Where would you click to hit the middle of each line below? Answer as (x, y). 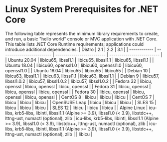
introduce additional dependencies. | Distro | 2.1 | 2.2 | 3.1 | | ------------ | (81, 49)
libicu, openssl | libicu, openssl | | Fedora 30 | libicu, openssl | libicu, (75, 92)
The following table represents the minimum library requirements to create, (82, 33)
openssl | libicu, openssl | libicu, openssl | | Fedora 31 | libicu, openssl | (78, 86)
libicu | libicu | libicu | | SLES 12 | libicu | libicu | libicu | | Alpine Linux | (77, 108)
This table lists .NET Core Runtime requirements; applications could (74, 44)
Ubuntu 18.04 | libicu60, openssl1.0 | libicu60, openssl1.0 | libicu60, (74, 65)
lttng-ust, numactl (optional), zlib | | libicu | (49, 134)
